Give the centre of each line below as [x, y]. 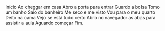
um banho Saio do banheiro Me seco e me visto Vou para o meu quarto [80, 12]
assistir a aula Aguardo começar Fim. [44, 23]
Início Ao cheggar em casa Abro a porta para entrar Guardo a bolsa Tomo [82, 7]
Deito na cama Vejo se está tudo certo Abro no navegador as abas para [80, 18]
